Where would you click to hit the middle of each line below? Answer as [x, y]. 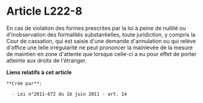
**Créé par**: [24, 83]
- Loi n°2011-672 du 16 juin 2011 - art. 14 [69, 94]
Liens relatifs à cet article [39, 72]
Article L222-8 [44, 11]
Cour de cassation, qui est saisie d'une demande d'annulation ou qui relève [101, 41]
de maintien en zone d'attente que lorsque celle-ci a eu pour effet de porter [102, 54]
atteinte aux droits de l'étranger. [46, 60]
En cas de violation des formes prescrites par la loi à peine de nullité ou [96, 28]
